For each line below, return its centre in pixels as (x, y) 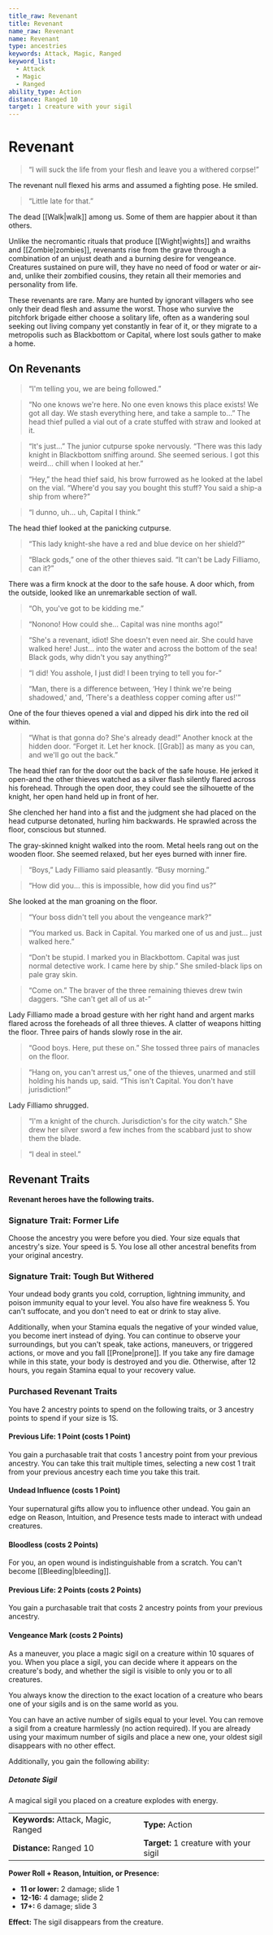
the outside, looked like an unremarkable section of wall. (103, 592)
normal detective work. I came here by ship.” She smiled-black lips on (145, 966)
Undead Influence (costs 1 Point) (65, 1491)
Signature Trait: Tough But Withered (81, 1276)
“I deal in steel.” (54, 1154)
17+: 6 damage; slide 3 (58, 1906)
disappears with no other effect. (62, 1745)
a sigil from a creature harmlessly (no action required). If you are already (130, 1728)
